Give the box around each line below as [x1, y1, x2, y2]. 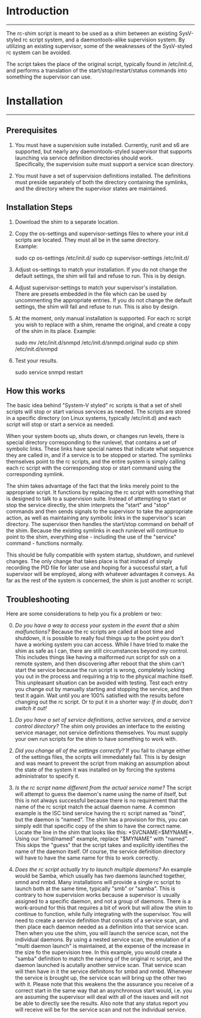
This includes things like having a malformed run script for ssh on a [14, 654, 181, 661]
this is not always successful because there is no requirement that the [14, 797, 188, 804]
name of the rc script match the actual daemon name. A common [14, 803, 175, 810]
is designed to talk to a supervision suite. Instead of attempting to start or [6, 495, 187, 502]
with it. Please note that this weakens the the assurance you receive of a [14, 981, 194, 988]
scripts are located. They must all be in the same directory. [14, 236, 160, 244]
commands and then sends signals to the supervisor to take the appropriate [6, 508, 193, 515]
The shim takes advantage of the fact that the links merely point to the [6, 482, 179, 490]
